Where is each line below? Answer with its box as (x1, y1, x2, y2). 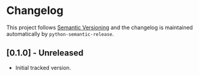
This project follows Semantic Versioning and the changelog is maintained (6, 24, 193, 31)
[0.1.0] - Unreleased (6, 48, 84, 58)
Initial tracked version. (15, 64, 72, 71)
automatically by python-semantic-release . (6, 30, 115, 37)
